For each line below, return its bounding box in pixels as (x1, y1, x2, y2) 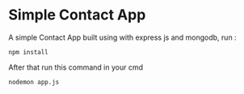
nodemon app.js (8, 78, 60, 86)
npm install (8, 48, 48, 56)
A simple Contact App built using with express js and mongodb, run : (8, 32, 237, 42)
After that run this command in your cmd (8, 62, 144, 72)
